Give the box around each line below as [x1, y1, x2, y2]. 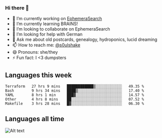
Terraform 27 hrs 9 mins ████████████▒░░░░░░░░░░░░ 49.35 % [5, 84, 144, 89]
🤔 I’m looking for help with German [12, 32, 83, 37]
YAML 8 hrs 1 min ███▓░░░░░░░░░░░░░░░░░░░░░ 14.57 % [5, 93, 144, 98]
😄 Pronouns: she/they [12, 49, 58, 55]
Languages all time [5, 114, 65, 123]
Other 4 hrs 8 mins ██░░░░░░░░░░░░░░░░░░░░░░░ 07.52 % [5, 97, 144, 102]
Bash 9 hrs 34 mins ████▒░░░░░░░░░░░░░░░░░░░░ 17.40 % [5, 88, 144, 93]
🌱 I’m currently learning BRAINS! [12, 21, 78, 27]
